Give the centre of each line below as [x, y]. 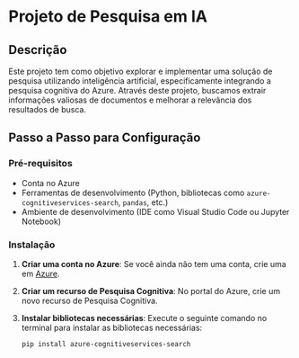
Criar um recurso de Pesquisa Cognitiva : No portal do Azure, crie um [150, 291]
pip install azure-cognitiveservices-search [106, 344]
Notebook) [41, 221]
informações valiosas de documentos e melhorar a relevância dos [130, 100]
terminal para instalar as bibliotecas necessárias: [112, 327]
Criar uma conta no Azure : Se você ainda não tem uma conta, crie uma [154, 264]
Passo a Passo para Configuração [105, 138]
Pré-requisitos [40, 164]
